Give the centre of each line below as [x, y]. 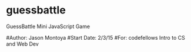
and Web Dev [23, 44]
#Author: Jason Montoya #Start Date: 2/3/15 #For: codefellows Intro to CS [95, 37]
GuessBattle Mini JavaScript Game [48, 26]
